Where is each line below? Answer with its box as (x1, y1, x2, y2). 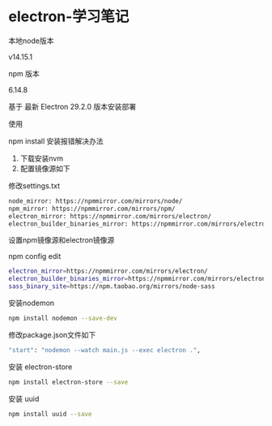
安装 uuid (8, 394, 40, 403)
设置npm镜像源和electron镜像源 (8, 235, 115, 245)
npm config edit (8, 252, 62, 261)
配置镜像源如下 (19, 163, 70, 173)
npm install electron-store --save (8, 378, 129, 386)
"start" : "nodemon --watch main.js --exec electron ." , (8, 346, 201, 354)
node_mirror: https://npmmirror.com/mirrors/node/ (8, 196, 183, 205)
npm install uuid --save (8, 410, 92, 418)
